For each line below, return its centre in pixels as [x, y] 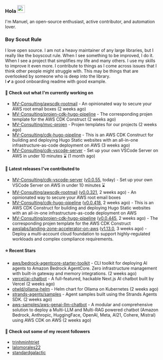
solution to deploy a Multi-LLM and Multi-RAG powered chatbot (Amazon [85, 310]
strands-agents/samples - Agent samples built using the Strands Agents [84, 294]
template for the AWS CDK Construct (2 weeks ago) [64, 119]
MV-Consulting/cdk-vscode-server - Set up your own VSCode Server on [85, 150]
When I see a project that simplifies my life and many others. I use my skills [80, 61]
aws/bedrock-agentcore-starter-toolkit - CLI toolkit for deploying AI [80, 263]
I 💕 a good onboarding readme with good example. [56, 81]
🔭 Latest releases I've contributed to [42, 169]
